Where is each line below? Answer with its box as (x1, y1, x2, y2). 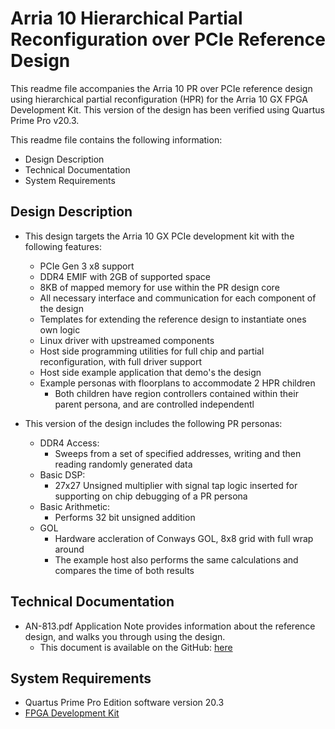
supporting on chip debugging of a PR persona (54, 490, 248, 502)
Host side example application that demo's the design (39, 366, 262, 378)
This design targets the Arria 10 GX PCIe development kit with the (24, 230, 295, 242)
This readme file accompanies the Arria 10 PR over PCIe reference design (10, 82, 313, 94)
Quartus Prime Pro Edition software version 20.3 (24, 697, 225, 709)
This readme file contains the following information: (10, 133, 223, 146)
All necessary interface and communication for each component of (39, 292, 317, 304)
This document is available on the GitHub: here (39, 641, 233, 653)
